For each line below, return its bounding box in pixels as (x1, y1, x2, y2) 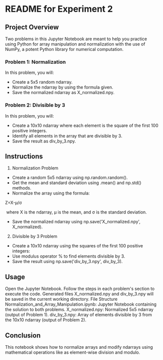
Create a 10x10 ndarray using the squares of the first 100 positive (12, 243, 143, 249)
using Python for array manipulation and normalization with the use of (5, 41, 145, 47)
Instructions (5, 152, 43, 160)
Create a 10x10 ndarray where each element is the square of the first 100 (12, 122, 159, 128)
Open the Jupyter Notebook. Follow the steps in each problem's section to (5, 286, 155, 292)
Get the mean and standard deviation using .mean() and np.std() (12, 180, 142, 186)
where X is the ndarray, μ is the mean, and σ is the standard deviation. (6, 209, 147, 215)
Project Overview (5, 23, 59, 31)
